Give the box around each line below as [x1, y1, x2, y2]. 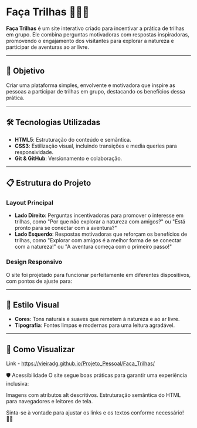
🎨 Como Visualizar [6, 344, 75, 355]
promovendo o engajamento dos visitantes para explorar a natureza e [6, 37, 174, 44]
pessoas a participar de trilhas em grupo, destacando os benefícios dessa [6, 88, 186, 95]
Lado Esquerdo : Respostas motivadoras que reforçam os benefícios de [14, 230, 188, 238]
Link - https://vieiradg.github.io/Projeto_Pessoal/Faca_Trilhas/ [6, 360, 155, 367]
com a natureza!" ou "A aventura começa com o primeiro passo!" [14, 243, 172, 250]
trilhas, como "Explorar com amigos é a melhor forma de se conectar [14, 237, 182, 244]
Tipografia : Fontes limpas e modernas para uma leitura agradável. [14, 322, 175, 329]
